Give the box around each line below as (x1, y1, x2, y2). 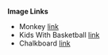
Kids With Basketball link (18, 31, 100, 39)
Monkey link (18, 22, 59, 31)
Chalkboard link (18, 38, 71, 48)
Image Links (7, 7, 48, 16)
